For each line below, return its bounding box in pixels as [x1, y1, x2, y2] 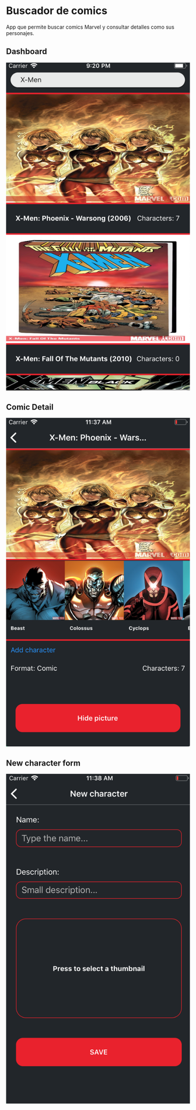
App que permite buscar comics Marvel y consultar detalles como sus [6, 23, 175, 30]
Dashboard [6, 47, 47, 57]
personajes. [6, 29, 34, 36]
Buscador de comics [6, 4, 108, 18]
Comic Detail [6, 402, 54, 412]
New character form [6, 758, 80, 768]
